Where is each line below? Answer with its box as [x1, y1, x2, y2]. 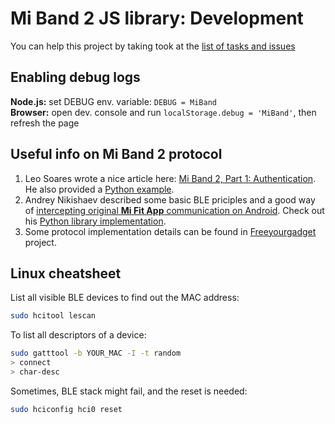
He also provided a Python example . [24, 183, 175, 195]
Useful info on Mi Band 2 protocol [10, 146, 223, 163]
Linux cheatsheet [10, 265, 122, 282]
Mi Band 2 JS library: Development [10, 7, 304, 30]
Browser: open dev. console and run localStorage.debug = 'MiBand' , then [10, 106, 317, 118]
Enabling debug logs [10, 69, 141, 86]
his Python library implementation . [24, 215, 167, 227]
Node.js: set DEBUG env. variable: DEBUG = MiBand [10, 95, 218, 107]
